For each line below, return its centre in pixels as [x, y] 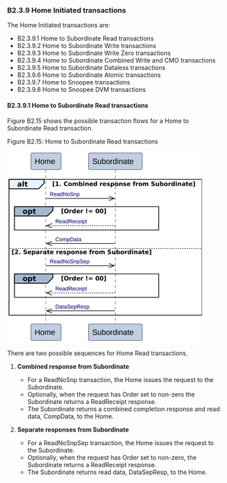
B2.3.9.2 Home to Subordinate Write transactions [87, 46]
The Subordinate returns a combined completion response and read [123, 409]
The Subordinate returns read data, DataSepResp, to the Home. [117, 472]
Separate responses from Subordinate [73, 429]
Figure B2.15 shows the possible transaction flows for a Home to [98, 121]
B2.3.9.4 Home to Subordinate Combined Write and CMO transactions [116, 60]
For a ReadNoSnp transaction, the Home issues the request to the [120, 379]
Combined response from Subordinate [73, 366]
